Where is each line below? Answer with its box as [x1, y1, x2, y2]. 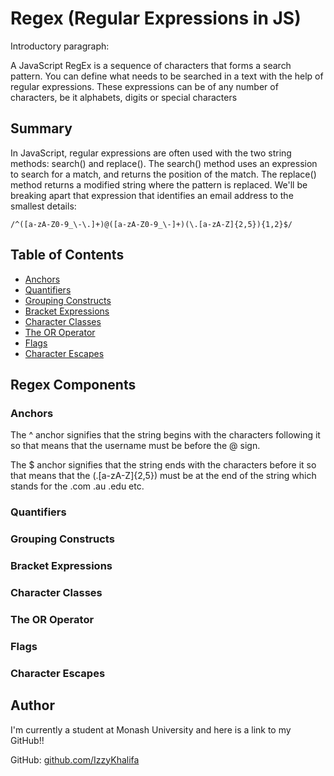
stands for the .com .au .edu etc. [10, 480, 145, 492]
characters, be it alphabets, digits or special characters [10, 91, 238, 103]
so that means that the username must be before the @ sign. [10, 440, 261, 452]
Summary [10, 120, 73, 137]
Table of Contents [10, 247, 125, 264]
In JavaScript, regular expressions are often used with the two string [10, 147, 292, 159]
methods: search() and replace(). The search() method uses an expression [10, 157, 318, 169]
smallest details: [10, 200, 77, 212]
